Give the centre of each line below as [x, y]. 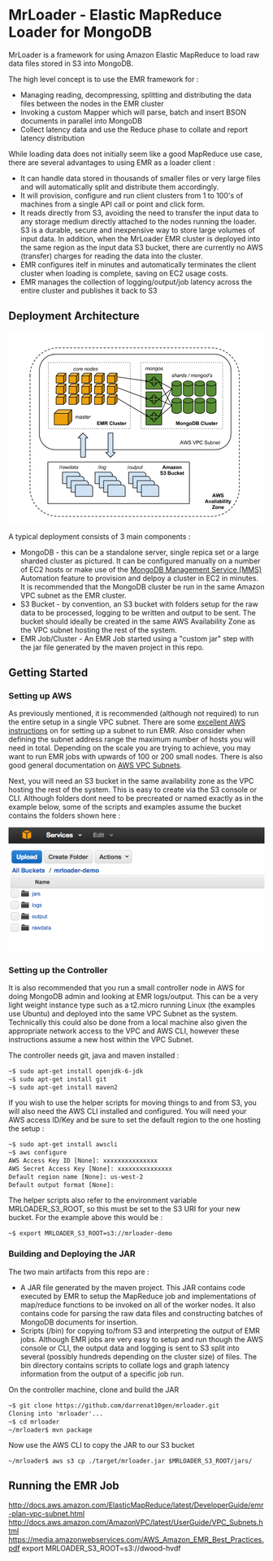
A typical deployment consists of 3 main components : [100, 536]
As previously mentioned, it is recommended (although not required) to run [134, 714]
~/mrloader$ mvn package [50, 1430]
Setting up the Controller [58, 970]
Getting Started [48, 673]
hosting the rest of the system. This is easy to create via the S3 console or [133, 789]
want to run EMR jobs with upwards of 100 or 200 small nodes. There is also [136, 757]
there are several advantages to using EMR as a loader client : [112, 162]
